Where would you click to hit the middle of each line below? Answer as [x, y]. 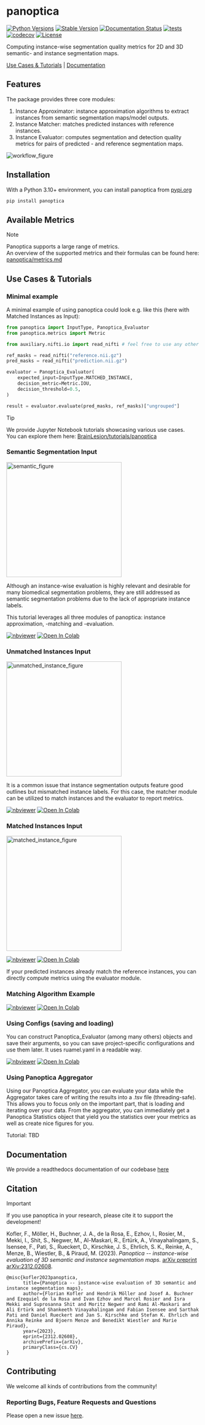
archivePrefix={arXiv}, [53, 1342]
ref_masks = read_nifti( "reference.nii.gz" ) [64, 355]
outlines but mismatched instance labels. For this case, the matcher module [102, 792]
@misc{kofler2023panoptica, [42, 1277]
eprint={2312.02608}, [50, 1336]
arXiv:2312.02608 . [30, 1266]
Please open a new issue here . [45, 1416]
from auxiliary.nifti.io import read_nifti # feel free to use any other [103, 344]
